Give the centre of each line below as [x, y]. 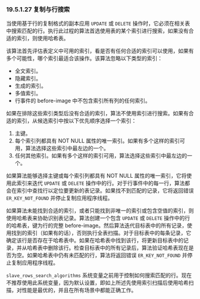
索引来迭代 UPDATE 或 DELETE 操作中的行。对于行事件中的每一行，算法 [101, 183]
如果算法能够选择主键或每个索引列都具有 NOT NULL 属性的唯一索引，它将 [96, 176]
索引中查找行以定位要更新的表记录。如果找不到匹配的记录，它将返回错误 [105, 191]
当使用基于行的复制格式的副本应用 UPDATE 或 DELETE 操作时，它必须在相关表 [98, 23]
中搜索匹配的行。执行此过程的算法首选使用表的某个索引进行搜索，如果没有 [97, 31]
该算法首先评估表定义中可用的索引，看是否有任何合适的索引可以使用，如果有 [100, 51]
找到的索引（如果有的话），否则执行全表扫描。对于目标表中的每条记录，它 [101, 233]
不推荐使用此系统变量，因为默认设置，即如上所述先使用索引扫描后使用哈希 [97, 283]
